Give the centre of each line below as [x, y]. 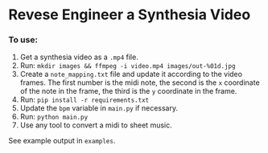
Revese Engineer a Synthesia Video [130, 15]
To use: [23, 40]
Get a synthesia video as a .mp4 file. [79, 57]
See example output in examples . [62, 141]
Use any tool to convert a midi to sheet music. [96, 125]
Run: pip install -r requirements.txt [85, 100]
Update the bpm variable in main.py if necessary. [99, 108]
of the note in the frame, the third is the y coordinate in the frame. [128, 91]
